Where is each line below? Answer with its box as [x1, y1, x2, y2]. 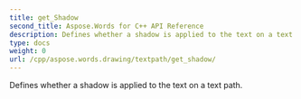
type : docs [9, 38, 51, 48]
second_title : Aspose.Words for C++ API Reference [9, 22, 204, 31]
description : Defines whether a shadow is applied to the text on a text [9, 30, 294, 39]
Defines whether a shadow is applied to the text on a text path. [9, 80, 243, 90]
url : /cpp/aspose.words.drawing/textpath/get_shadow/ [9, 55, 217, 64]
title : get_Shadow [9, 13, 79, 22]
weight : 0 [9, 47, 47, 56]
